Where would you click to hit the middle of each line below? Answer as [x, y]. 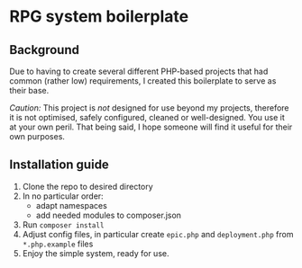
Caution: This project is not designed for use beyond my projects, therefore [150, 108]
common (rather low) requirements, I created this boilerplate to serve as [143, 81]
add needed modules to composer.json [109, 215]
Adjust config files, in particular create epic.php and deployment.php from [158, 234]
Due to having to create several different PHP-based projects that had [139, 71]
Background [44, 50]
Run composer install [63, 224]
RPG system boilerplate [99, 17]
